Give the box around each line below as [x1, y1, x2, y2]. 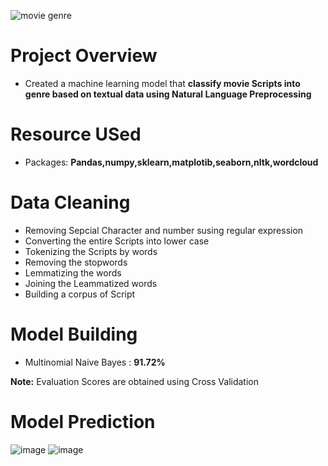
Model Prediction [10, 410, 156, 433]
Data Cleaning [10, 191, 131, 214]
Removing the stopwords [24, 256, 128, 268]
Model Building [10, 323, 138, 345]
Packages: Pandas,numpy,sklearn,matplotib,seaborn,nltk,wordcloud [24, 156, 319, 168]
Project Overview [10, 45, 158, 67]
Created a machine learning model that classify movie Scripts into [24, 77, 301, 89]
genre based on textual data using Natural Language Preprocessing [24, 88, 312, 100]
